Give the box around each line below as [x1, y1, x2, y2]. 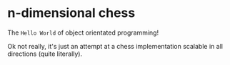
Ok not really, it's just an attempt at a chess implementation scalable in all [7, 42, 224, 50]
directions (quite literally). [7, 49, 83, 58]
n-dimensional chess [7, 5, 136, 21]
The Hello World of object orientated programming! [7, 28, 159, 37]
